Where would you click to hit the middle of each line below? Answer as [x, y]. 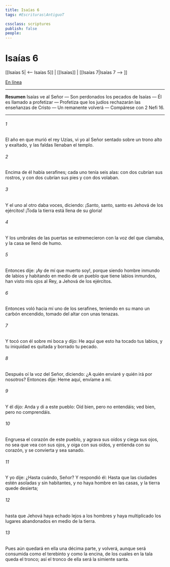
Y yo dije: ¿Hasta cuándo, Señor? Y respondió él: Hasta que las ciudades [81, 478]
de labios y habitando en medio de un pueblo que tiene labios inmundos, [81, 276]
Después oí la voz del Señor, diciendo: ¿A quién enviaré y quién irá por [79, 374]
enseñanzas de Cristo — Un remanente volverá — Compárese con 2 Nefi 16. [85, 108]
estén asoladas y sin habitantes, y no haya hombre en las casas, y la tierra [83, 483]
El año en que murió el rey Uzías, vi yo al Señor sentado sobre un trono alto [84, 139]
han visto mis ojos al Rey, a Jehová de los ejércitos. [59, 281]
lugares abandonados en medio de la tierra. [51, 521]
